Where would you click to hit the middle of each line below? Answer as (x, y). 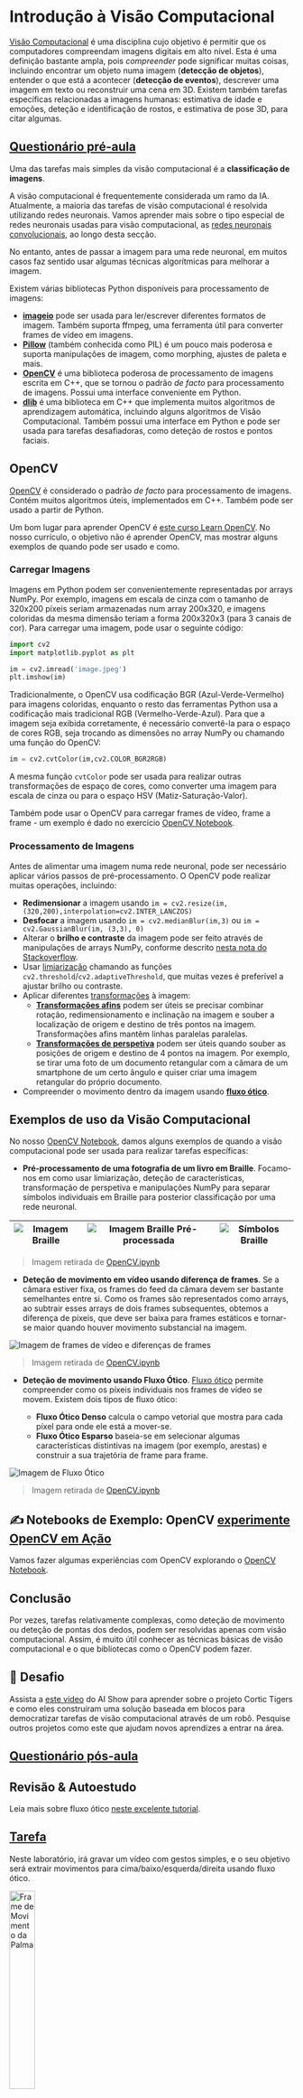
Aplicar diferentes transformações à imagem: (106, 995)
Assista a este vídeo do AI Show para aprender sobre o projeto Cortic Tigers (151, 1699)
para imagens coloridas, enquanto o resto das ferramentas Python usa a (143, 704)
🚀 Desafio (37, 1677)
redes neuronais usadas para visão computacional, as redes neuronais (141, 224)
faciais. (36, 440)
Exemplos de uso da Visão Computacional (130, 1119)
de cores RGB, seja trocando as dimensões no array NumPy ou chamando (147, 733)
